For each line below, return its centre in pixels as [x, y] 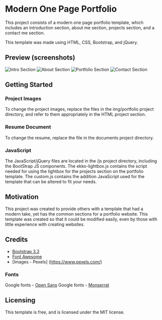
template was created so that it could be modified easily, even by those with [81, 219]
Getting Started [29, 85]
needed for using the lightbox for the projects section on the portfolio [74, 171]
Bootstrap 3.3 [26, 251]
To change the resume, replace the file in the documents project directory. [80, 138]
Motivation [22, 197]
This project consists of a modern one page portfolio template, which [74, 22]
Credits [17, 240]
